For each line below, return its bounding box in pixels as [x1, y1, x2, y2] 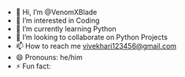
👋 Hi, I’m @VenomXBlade [15, 8, 98, 16]
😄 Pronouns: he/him [15, 53, 83, 62]
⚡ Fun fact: [15, 61, 51, 71]
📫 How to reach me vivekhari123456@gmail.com [15, 42, 177, 50]
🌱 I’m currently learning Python [15, 24, 117, 33]
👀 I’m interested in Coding [15, 16, 100, 25]
